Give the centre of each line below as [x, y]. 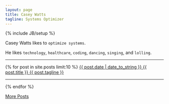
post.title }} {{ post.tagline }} [34, 72]
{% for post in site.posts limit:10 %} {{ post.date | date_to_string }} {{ [76, 67]
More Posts [17, 96]
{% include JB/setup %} [30, 33]
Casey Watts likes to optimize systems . [46, 43]
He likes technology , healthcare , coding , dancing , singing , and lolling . [78, 52]
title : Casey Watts [26, 14]
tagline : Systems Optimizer [35, 19]
